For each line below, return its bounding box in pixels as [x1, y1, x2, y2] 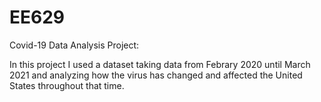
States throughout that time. [9, 79, 125, 91]
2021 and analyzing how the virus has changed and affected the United [9, 69, 303, 81]
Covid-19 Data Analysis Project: [9, 39, 140, 51]
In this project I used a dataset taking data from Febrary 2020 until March [9, 58, 311, 70]
